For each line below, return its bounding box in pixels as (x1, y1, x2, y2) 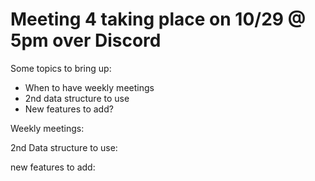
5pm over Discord (10, 29, 162, 52)
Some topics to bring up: (10, 62, 112, 74)
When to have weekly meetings (24, 81, 155, 93)
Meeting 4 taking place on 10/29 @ (10, 8, 307, 31)
